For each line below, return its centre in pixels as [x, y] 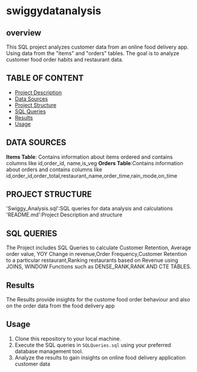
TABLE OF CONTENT [45, 78]
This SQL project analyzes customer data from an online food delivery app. [98, 47]
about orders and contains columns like [54, 169]
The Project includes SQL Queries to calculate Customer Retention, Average [98, 248]
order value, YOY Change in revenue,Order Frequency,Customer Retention [97, 254]
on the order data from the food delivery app [61, 306]
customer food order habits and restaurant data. [65, 60]
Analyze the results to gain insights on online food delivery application [100, 357]
